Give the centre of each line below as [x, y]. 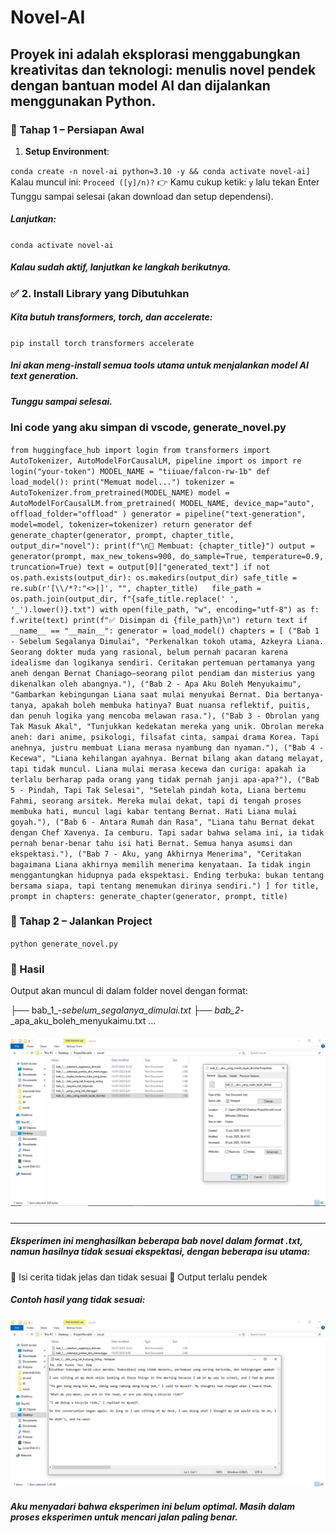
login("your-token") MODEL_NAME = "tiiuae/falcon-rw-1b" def [140, 471]
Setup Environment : [67, 151]
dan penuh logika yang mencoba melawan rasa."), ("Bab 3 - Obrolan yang [165, 716]
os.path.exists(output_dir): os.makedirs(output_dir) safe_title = [154, 577]
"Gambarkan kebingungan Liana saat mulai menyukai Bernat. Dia [145, 694]
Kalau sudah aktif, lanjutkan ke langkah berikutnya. [121, 267]
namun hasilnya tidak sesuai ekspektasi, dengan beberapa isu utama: [160, 1252]
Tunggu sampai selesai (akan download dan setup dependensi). [142, 196]
